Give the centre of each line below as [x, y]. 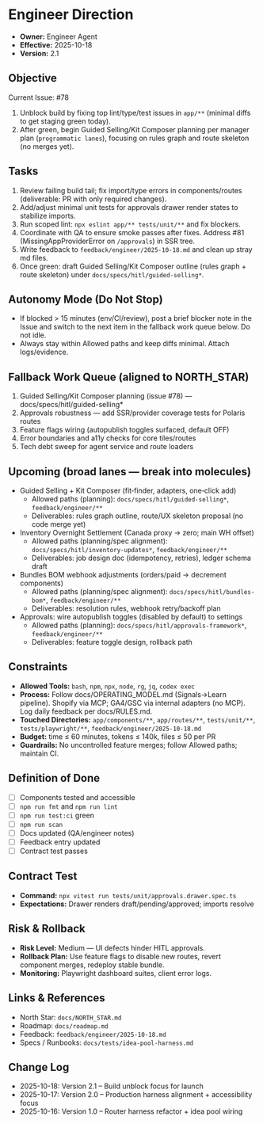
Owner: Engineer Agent [58, 36]
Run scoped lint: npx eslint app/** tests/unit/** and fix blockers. [130, 224]
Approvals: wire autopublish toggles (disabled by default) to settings [131, 617]
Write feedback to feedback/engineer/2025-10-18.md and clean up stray [136, 249]
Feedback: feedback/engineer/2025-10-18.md [93, 1034]
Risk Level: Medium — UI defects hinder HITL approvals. [112, 947]
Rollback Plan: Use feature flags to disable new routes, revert [120, 956]
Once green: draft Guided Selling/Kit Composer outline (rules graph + [133, 266]
